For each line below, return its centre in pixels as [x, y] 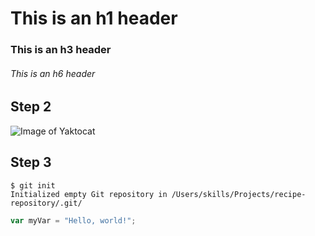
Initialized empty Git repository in [89, 194]
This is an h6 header [53, 73]
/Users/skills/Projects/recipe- [239, 194]
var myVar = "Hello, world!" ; [73, 220]
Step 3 [31, 162]
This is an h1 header [94, 18]
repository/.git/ [46, 203]
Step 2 [31, 107]
